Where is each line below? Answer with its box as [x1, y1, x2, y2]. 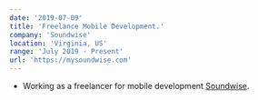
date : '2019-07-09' [9, 13, 84, 23]
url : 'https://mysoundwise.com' [9, 55, 132, 65]
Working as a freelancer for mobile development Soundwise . [22, 81, 250, 91]
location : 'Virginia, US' [9, 38, 107, 48]
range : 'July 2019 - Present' [9, 47, 124, 56]
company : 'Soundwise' [9, 30, 92, 39]
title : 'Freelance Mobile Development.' [9, 22, 165, 31]
